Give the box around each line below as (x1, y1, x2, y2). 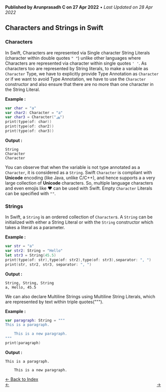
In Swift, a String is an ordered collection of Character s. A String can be (5, 214, 153, 220)
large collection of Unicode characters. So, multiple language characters (5, 180, 153, 186)
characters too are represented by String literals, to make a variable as (5, 65, 148, 71)
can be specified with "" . (5, 190, 56, 196)
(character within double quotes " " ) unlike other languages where (5, 55, 141, 61)
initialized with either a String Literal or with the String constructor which (5, 219, 154, 225)
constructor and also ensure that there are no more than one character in (5, 81, 154, 87)
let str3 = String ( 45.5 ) (5, 253, 56, 258)
